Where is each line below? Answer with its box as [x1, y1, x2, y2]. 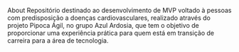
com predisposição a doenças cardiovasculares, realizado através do [7, 14, 211, 22]
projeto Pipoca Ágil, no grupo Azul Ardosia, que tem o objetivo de [7, 21, 199, 29]
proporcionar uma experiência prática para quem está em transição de [7, 28, 215, 37]
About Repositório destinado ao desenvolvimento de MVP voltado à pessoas [7, 6, 232, 14]
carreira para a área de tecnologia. [7, 36, 109, 45]
